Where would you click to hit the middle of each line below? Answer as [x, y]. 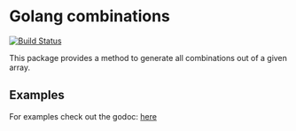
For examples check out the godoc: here [83, 116]
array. [20, 67]
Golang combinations [90, 16]
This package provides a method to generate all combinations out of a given [148, 58]
